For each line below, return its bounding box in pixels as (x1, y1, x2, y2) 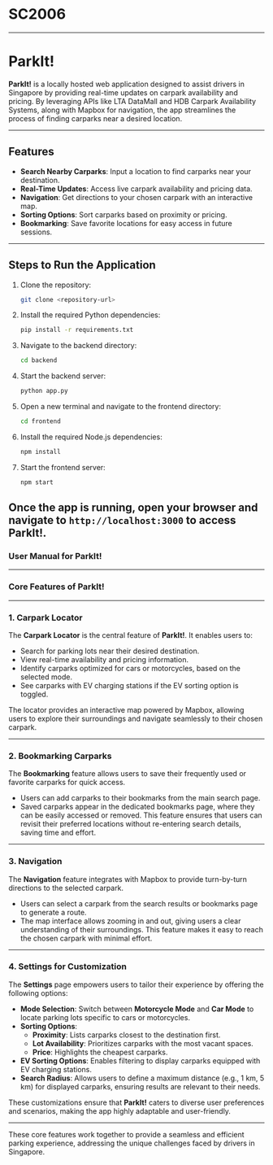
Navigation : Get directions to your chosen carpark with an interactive (19, 192, 253, 202)
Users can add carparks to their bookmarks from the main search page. (19, 793, 261, 803)
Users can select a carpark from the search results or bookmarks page (19, 898, 258, 908)
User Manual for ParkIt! (8, 550, 102, 561)
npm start (19, 478, 54, 487)
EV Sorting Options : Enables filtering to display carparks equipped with (19, 1055, 261, 1066)
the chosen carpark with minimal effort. (19, 933, 153, 943)
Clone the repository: (19, 280, 92, 290)
